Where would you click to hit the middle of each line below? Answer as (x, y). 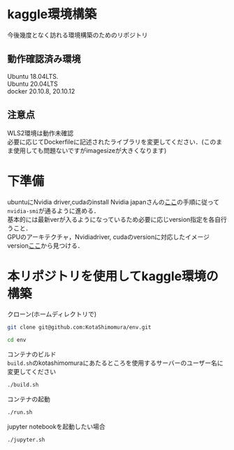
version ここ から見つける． (45, 246)
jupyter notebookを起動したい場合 (57, 426)
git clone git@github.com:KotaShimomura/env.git (79, 328)
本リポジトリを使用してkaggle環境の (113, 276)
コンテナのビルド (32, 354)
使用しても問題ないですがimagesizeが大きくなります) (90, 150)
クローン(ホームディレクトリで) (52, 314)
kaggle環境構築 (52, 14)
